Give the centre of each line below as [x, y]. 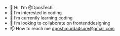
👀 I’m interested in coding [36, 13]
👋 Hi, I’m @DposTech [31, 8]
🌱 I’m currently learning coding [41, 18]
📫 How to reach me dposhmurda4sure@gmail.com [62, 28]
